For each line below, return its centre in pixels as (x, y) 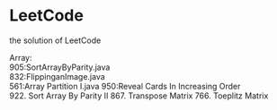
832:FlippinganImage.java (57, 76)
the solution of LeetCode (55, 40)
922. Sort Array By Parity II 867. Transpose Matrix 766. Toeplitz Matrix (139, 96)
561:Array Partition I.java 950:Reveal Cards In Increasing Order (125, 86)
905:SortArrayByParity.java (60, 67)
